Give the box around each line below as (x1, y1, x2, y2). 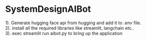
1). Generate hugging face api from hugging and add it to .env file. (5, 20, 141, 26)
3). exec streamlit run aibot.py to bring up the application (5, 30, 123, 36)
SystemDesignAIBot (5, 3, 91, 15)
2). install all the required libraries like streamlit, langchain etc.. (5, 25, 134, 31)
